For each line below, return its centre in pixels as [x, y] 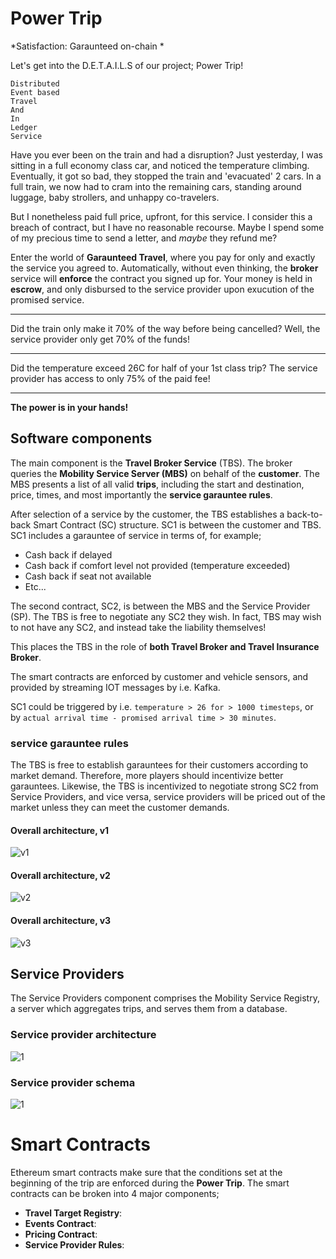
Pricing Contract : [61, 1234]
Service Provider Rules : [74, 1245]
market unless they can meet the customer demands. [120, 808]
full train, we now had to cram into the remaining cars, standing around [156, 186]
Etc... [35, 586]
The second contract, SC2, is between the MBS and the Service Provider [160, 606]
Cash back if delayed [68, 554]
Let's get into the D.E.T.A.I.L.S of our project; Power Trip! [127, 65]
